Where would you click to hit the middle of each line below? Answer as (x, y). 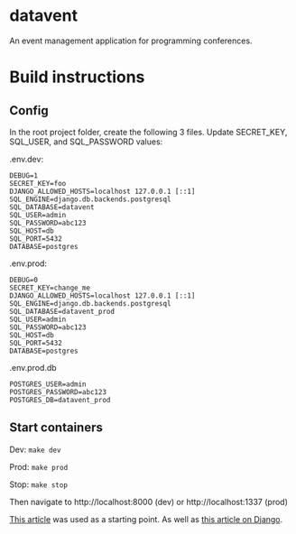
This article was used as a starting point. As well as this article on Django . (146, 519)
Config (29, 110)
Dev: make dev (35, 449)
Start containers (56, 428)
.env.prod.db (33, 367)
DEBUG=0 (24, 280)
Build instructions (77, 77)
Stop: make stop (38, 484)
